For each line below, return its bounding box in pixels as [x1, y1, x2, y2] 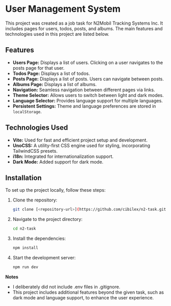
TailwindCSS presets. [12, 148, 58, 154]
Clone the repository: [12, 197, 58, 203]
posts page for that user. [12, 65, 65, 71]
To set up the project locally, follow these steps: [5, 187, 106, 193]
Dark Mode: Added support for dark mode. [12, 158, 104, 165]
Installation [5, 173, 42, 182]
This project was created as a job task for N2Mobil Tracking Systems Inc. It [5, 20, 163, 26]
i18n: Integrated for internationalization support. [12, 153, 114, 159]
